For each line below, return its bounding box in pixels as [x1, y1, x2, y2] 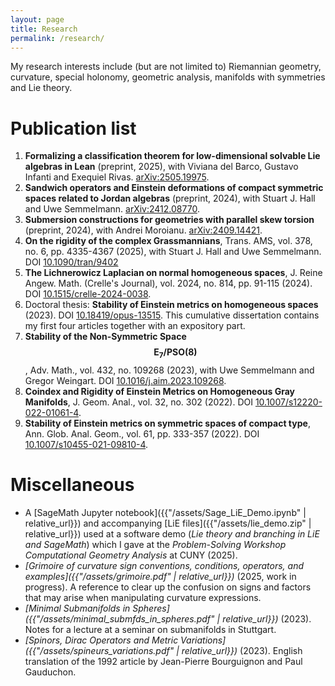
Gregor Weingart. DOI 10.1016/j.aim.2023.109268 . [24, 375, 227, 387]
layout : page [10, 14, 65, 25]
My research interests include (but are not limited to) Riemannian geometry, [10, 61, 322, 73]
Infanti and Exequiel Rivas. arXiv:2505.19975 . [24, 171, 210, 183]
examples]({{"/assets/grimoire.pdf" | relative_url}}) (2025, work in [24, 571, 297, 583]
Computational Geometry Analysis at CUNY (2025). [24, 549, 238, 561]
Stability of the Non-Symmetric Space [24, 331, 187, 343]
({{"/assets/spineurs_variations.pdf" [24, 645, 175, 657]
